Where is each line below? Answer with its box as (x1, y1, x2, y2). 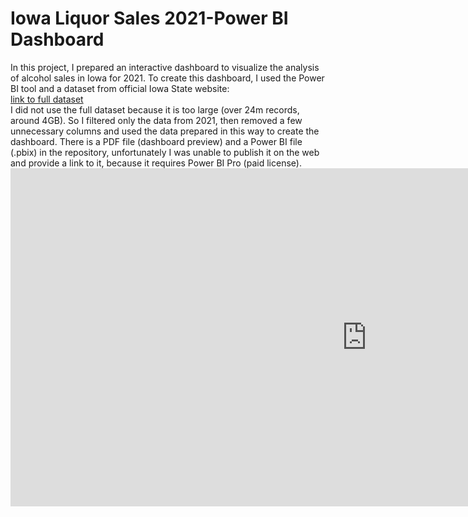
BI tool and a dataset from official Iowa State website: (10, 82, 230, 94)
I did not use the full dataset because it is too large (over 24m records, (10, 103, 300, 116)
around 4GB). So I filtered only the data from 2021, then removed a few (10, 114, 303, 126)
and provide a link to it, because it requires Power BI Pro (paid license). (10, 157, 302, 169)
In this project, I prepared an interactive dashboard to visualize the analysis (10, 61, 320, 73)
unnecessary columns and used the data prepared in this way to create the (10, 125, 320, 137)
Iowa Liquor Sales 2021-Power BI (10, 7, 289, 30)
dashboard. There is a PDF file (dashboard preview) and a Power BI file (10, 135, 303, 147)
